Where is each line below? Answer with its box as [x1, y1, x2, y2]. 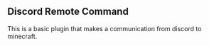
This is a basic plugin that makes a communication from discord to [7, 24, 202, 33]
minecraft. [7, 32, 38, 40]
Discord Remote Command [7, 6, 129, 18]
